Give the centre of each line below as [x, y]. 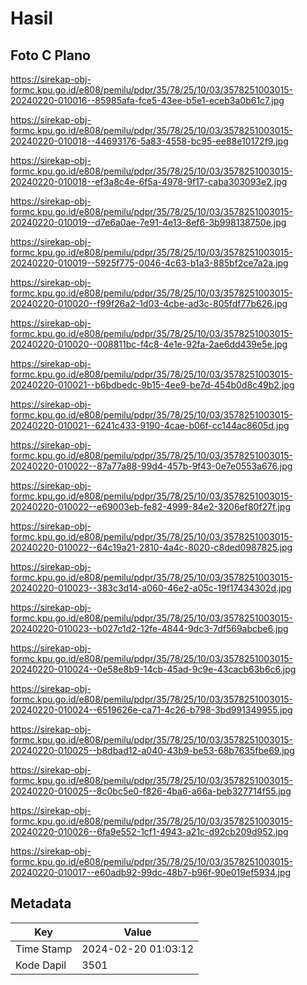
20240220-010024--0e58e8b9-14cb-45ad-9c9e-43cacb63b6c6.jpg [153, 669]
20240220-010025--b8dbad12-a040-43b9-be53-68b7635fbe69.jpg [152, 750]
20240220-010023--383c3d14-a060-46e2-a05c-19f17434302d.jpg [151, 588]
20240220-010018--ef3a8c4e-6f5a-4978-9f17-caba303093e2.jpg [149, 181]
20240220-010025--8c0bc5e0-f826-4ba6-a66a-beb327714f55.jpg [151, 791]
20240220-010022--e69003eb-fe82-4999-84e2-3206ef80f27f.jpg [151, 506]
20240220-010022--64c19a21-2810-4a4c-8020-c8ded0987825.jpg [151, 547]
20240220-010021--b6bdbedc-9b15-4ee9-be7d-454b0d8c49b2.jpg [152, 385]
